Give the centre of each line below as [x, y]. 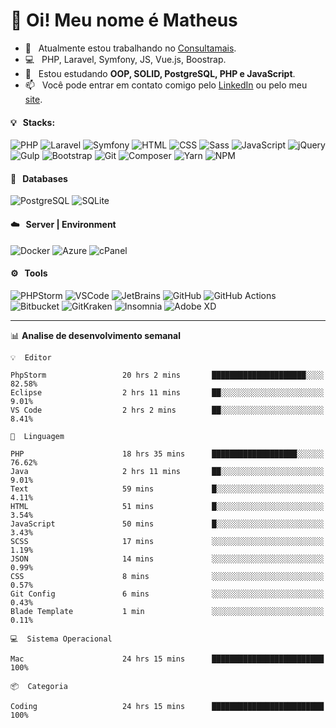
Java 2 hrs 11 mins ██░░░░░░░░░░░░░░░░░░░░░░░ [167, 471]
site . [33, 99]
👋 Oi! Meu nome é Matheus [124, 20]
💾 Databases [39, 178]
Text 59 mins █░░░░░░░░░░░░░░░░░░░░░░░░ [167, 489]
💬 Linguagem [37, 436]
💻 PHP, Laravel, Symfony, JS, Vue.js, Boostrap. [125, 59]
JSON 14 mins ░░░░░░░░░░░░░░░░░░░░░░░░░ [167, 559]
